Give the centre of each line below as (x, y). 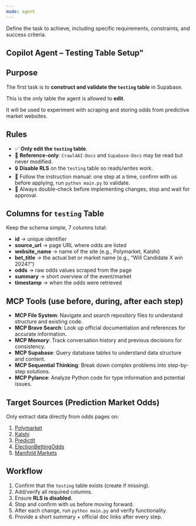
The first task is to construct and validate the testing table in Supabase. (94, 87)
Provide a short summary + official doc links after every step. (88, 517)
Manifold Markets (36, 453)
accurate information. (40, 334)
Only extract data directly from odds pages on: (62, 417)
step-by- (178, 365)
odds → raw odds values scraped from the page (73, 270)
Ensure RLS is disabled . (43, 498)
